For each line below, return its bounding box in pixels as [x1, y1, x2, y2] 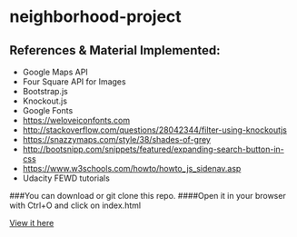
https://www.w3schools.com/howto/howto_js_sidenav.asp [22, 163, 242, 173]
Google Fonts [22, 105, 74, 115]
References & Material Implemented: [9, 43, 221, 58]
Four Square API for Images [22, 76, 126, 87]
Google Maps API [22, 66, 88, 77]
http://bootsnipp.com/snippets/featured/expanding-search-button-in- [22, 143, 284, 154]
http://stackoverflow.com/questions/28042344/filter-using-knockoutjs [22, 124, 288, 135]
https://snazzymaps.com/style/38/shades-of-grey [22, 134, 212, 144]
